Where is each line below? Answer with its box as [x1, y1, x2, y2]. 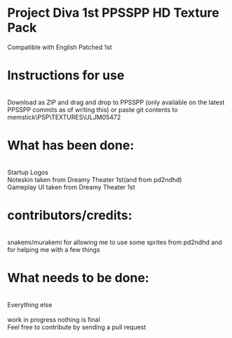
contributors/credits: [7, 208, 132, 223]
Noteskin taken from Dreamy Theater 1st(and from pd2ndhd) [7, 175, 182, 183]
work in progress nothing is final [7, 315, 100, 323]
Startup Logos [7, 168, 49, 176]
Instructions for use [7, 68, 125, 83]
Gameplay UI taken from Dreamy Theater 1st [7, 183, 135, 191]
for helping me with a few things [7, 245, 100, 253]
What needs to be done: [7, 269, 149, 286]
